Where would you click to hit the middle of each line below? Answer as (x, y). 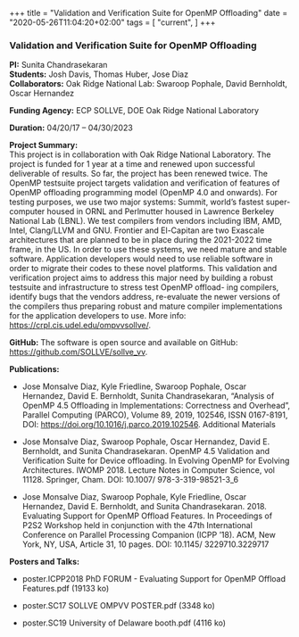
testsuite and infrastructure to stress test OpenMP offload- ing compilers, (144, 287)
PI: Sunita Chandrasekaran (58, 65)
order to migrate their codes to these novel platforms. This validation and (143, 269)
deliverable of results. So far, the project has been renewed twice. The (138, 174)
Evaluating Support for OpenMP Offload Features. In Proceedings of (147, 516)
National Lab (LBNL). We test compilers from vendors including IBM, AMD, (146, 221)
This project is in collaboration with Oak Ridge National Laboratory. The (140, 154)
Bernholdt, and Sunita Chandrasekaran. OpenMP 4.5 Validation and (146, 451)
